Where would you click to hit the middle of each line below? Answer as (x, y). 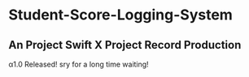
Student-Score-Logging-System (121, 15)
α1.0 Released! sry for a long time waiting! (79, 64)
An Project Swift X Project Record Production (125, 45)
